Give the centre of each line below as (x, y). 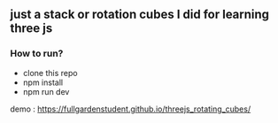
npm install (43, 82)
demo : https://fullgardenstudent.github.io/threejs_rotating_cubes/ (131, 109)
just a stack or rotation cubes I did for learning (139, 15)
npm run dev (46, 91)
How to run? (37, 54)
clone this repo (50, 73)
